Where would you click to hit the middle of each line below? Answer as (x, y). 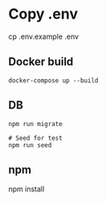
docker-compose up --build (53, 80)
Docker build (41, 62)
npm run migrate (35, 124)
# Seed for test (35, 138)
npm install (26, 189)
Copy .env (43, 14)
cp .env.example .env (43, 36)
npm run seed (30, 145)
